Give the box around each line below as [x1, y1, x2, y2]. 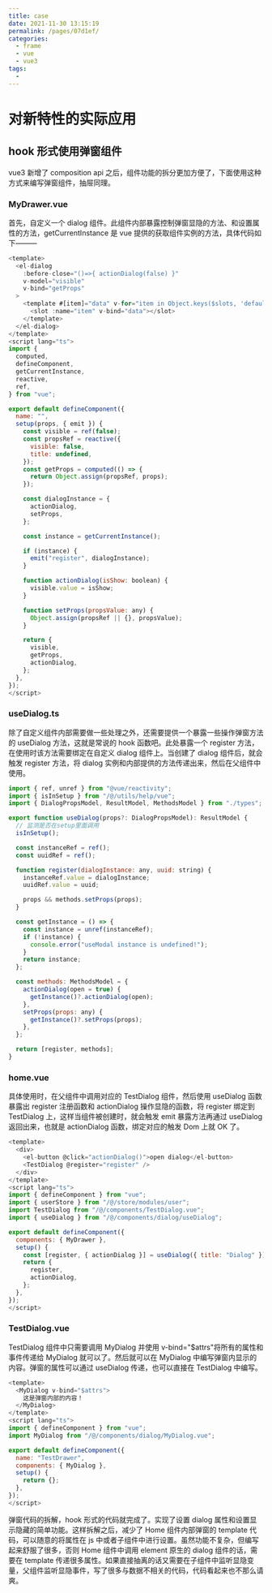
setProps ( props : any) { [23, 1008, 104, 1016]
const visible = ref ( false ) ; [23, 428, 121, 436]
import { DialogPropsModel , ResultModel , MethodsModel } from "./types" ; [8, 799, 263, 807]
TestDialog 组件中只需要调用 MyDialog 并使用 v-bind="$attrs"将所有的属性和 [8, 1342, 264, 1352]
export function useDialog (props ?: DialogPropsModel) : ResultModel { [8, 814, 249, 822]
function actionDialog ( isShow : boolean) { [23, 577, 168, 585]
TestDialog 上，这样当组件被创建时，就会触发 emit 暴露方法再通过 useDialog [8, 1112, 263, 1122]
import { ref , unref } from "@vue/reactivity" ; [8, 784, 172, 792]
